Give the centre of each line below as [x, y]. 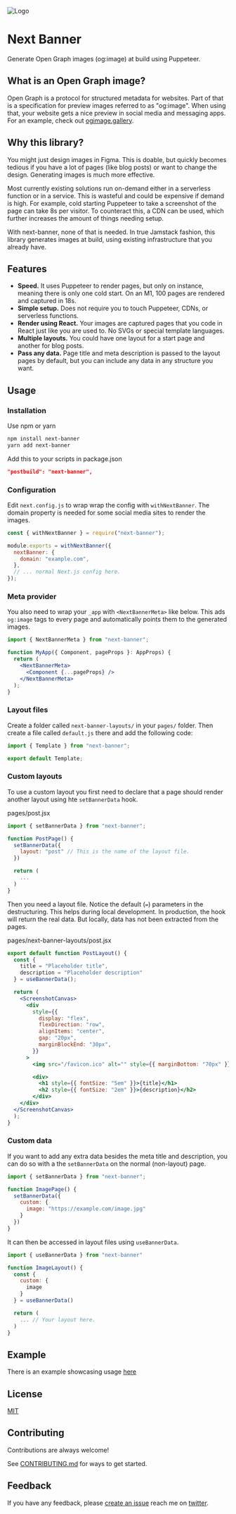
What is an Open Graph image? [77, 81]
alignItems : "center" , [72, 1032]
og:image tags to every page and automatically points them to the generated [117, 620]
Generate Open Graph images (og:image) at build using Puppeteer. [104, 59]
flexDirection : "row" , [72, 1025]
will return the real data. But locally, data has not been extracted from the [113, 919]
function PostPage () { [40, 839]
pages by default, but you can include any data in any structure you [115, 361]
